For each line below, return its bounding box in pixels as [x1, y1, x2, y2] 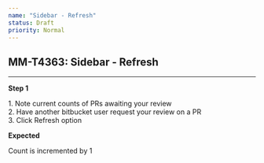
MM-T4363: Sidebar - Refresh [8, 55, 159, 69]
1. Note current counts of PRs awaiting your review [8, 99, 172, 109]
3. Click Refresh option [8, 116, 82, 125]
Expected [8, 131, 41, 140]
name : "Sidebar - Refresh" [8, 11, 97, 20]
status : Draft [8, 19, 55, 27]
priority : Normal [8, 26, 65, 34]
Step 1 [8, 83, 29, 93]
